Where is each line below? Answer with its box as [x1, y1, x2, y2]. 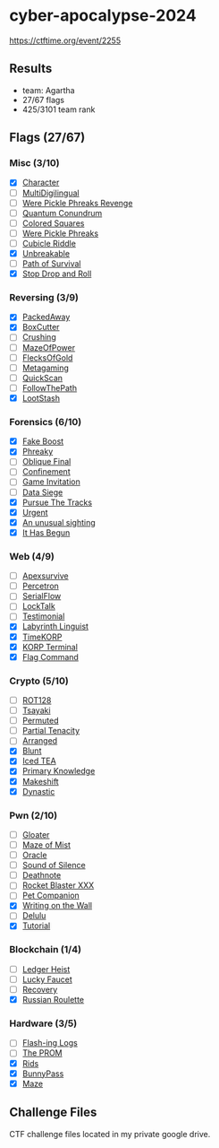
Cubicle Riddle [21, 238, 76, 248]
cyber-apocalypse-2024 [9, 5, 197, 26]
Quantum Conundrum [21, 207, 103, 218]
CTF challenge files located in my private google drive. [9, 1128, 211, 1139]
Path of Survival [21, 257, 81, 269]
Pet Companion [21, 890, 80, 901]
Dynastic [21, 786, 55, 796]
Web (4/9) [9, 550, 55, 562]
